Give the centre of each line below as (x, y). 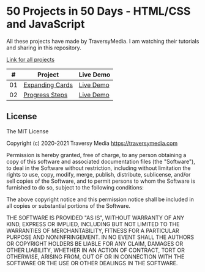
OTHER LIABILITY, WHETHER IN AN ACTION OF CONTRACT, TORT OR (95, 250)
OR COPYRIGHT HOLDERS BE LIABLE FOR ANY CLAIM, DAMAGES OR (95, 243)
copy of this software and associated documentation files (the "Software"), (101, 161)
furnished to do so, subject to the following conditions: (75, 187)
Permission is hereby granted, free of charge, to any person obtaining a (96, 155)
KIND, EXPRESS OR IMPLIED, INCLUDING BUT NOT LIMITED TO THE (93, 224)
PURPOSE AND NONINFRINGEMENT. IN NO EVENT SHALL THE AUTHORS (100, 237)
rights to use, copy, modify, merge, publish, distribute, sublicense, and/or (99, 174)
